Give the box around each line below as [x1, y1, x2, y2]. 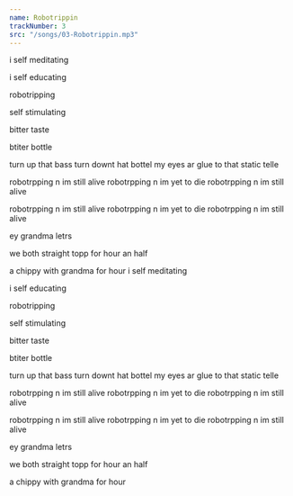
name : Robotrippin [9, 13, 78, 23]
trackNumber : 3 [9, 22, 67, 31]
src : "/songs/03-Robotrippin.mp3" [9, 30, 139, 39]
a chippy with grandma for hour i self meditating [9, 266, 188, 276]
